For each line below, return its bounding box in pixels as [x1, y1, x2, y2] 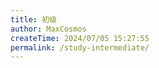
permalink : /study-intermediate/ [10, 42, 150, 53]
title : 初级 [10, 14, 57, 25]
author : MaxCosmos [10, 24, 87, 34]
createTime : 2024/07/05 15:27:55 [10, 33, 150, 43]
